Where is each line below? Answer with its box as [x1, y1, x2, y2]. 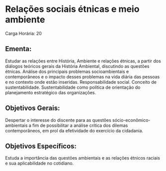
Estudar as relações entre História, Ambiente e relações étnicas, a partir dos [5, 58, 162, 64]
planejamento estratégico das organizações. [5, 89, 96, 95]
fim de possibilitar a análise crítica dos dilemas [32, 122, 128, 128]
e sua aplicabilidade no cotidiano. [5, 160, 74, 167]
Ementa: [5, 45, 32, 53]
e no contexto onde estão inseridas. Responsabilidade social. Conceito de [5, 79, 157, 85]
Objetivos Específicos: [5, 142, 77, 150]
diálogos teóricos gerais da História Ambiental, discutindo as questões [5, 63, 150, 69]
